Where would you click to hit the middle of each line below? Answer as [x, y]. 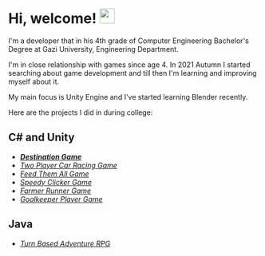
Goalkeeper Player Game [61, 199]
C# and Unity [42, 138]
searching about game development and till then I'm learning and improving [132, 73]
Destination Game [51, 156]
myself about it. [34, 81]
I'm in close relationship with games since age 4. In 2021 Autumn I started [129, 65]
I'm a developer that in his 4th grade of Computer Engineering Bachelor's [129, 41]
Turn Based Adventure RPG [65, 243]
